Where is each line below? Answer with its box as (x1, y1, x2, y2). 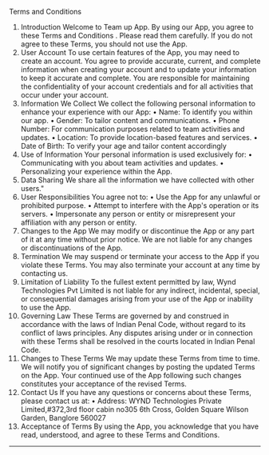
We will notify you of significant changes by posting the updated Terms (20, 362, 255, 371)
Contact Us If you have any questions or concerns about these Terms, (20, 388, 252, 397)
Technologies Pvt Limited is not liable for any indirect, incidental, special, (20, 285, 260, 295)
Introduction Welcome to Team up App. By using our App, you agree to (20, 22, 254, 31)
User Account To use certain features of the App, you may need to (20, 48, 240, 57)
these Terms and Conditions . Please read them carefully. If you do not (20, 31, 253, 40)
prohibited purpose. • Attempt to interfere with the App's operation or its (20, 201, 259, 210)
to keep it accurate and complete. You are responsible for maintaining (20, 74, 250, 82)
